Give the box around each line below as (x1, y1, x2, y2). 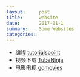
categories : (6, 32, 36, 38)
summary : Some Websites (6, 25, 75, 32)
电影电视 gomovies (15, 64, 62, 72)
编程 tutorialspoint (15, 49, 61, 56)
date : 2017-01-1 (6, 20, 64, 26)
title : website (6, 15, 59, 21)
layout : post (6, 8, 50, 15)
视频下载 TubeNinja (15, 56, 64, 64)
